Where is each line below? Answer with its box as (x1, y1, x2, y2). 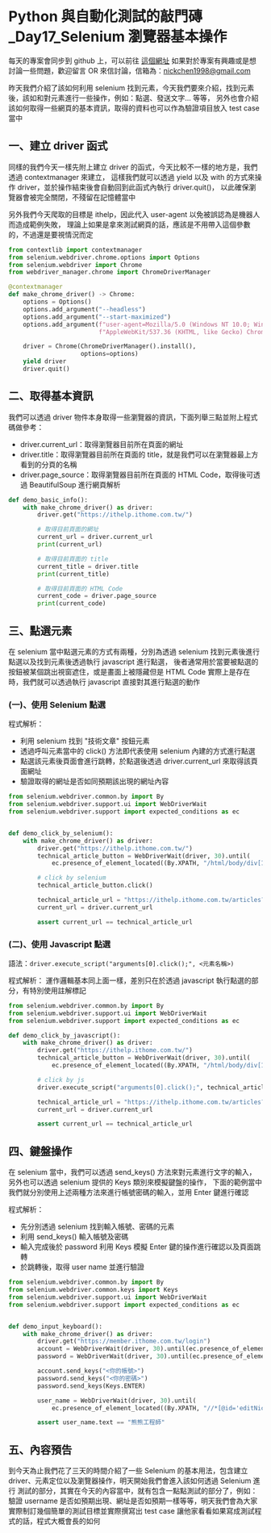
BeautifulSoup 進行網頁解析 (29, 479, 121, 489)
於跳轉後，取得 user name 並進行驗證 (19, 1262, 145, 1272)
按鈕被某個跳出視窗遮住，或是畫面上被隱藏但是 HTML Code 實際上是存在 (8, 667, 251, 676)
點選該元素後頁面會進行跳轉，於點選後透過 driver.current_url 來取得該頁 (19, 756, 258, 766)
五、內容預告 (8, 1443, 73, 1456)
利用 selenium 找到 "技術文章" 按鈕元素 (19, 736, 150, 746)
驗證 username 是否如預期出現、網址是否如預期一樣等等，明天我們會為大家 (8, 1496, 258, 1506)
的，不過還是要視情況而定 (8, 229, 94, 239)
